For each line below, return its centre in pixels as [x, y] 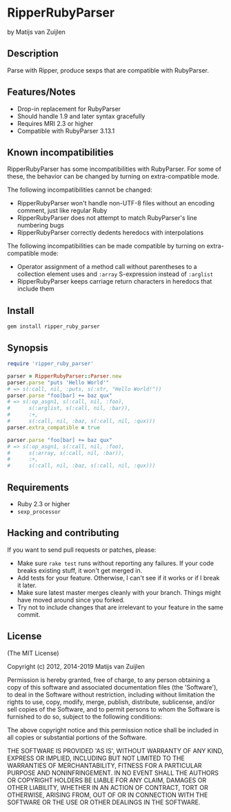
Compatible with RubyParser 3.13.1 [66, 131]
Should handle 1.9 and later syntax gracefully [81, 116]
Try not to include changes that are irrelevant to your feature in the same [120, 607]
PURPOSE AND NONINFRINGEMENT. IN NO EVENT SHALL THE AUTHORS [113, 773]
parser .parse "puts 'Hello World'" [58, 382]
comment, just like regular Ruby [62, 211]
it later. [27, 585]
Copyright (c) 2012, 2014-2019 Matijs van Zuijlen [76, 666]
